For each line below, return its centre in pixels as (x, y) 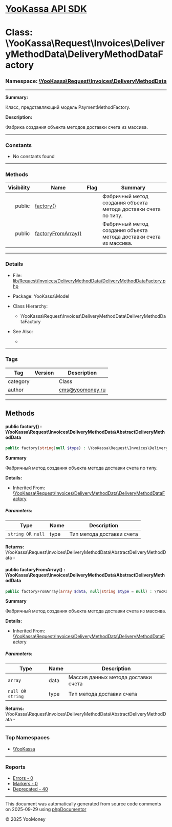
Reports (15, 767)
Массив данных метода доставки (110, 677)
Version (44, 373)
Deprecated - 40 (30, 789)
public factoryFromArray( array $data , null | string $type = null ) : (79, 591)
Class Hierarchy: (30, 306)
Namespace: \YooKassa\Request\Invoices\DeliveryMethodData (86, 81)
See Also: (23, 331)
